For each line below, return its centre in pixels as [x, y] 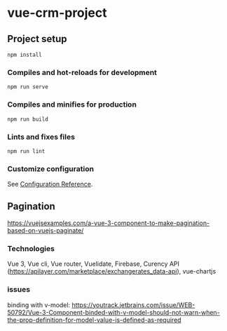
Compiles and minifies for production [72, 104]
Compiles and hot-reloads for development [82, 72]
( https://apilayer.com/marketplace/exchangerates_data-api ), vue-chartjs [112, 271]
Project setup [37, 39]
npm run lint [26, 151]
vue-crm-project [57, 13]
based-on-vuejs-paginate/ [46, 230]
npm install [25, 55]
